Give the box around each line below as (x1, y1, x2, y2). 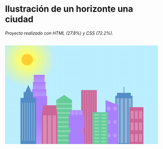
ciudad (5, 14, 34, 25)
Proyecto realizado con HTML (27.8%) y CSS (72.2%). (5, 30, 114, 36)
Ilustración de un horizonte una (5, 3, 133, 15)
